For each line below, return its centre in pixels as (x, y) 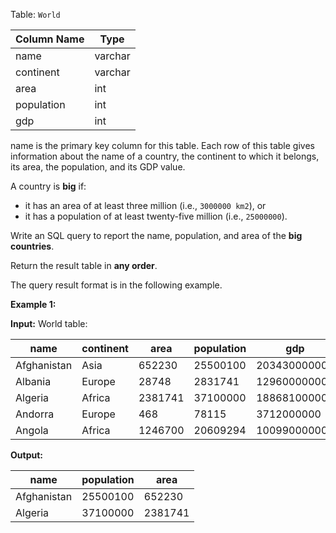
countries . (32, 246)
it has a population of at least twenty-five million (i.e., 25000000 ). (156, 216)
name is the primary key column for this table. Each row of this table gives (162, 145)
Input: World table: (49, 323)
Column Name (50, 39)
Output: (26, 455)
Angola (32, 430)
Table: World (35, 14)
